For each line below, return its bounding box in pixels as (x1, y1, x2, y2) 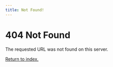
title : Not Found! (5, 7, 44, 13)
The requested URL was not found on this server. (5, 46, 108, 52)
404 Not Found (5, 29, 71, 41)
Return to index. (5, 56, 39, 62)
